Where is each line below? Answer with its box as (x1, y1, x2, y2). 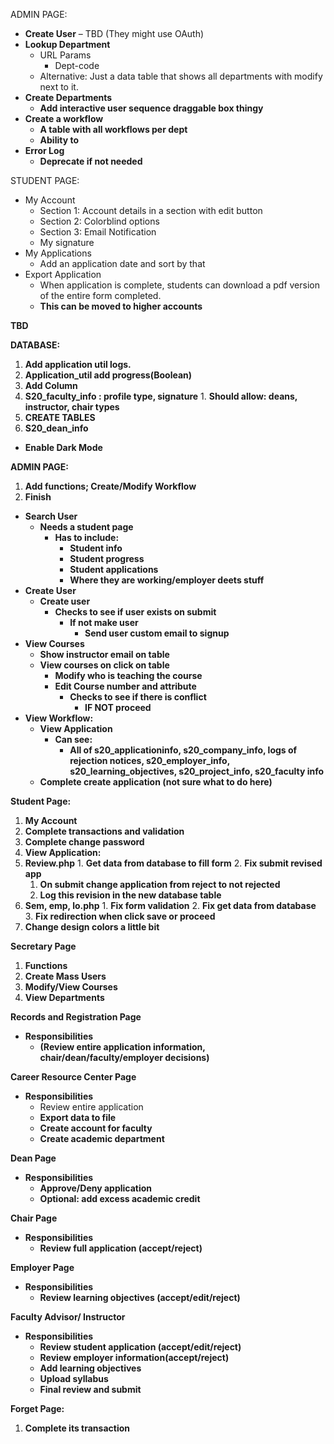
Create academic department (39, 1133, 165, 1144)
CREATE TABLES (24, 412, 96, 423)
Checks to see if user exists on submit (54, 606, 217, 618)
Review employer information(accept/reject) (39, 1352, 230, 1363)
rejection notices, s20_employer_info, (69, 755, 230, 766)
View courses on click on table (39, 659, 170, 671)
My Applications (24, 247, 92, 259)
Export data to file (39, 1112, 117, 1123)
